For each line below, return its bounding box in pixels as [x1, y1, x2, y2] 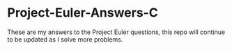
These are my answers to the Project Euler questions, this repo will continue [7, 28, 225, 36]
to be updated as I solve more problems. [7, 35, 123, 43]
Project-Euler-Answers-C [7, 5, 158, 21]
